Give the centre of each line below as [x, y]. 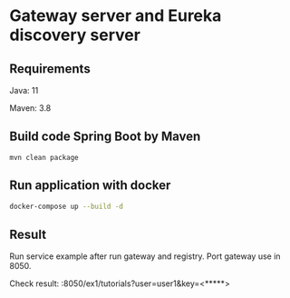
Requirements [50, 69]
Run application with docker [90, 186]
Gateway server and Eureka [116, 16]
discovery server [75, 35]
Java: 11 [24, 90]
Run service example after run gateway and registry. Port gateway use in [145, 256]
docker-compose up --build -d [67, 206]
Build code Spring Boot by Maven [105, 137]
